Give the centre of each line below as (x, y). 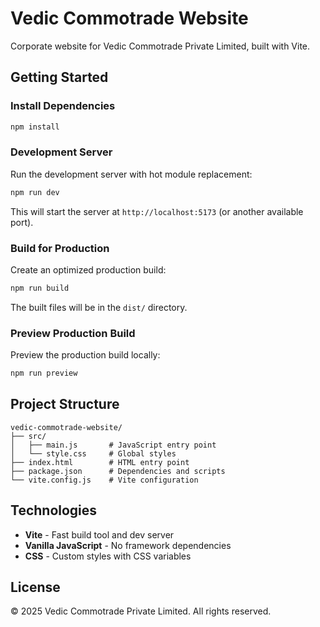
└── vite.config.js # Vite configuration (104, 480)
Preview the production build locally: (85, 355)
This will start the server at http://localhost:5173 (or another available (157, 211)
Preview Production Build (73, 333)
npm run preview (44, 373)
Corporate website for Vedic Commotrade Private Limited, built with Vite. (160, 46)
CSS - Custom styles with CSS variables (108, 556)
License (35, 587)
